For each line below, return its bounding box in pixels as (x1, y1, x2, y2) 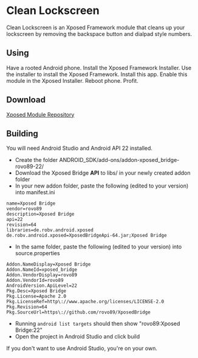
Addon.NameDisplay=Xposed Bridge (6, 261, 91, 268)
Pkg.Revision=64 (6, 304, 47, 311)
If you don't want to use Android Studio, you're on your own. (6, 345, 158, 352)
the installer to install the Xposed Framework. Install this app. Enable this (6, 71, 188, 78)
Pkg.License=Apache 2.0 (6, 293, 67, 300)
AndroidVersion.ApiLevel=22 (6, 283, 78, 289)
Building (6, 128, 38, 139)
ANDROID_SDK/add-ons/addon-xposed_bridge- (59, 156, 180, 164)
